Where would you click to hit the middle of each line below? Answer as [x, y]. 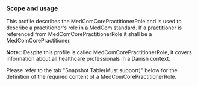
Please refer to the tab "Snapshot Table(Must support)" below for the [92, 70]
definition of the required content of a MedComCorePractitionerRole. [91, 77]
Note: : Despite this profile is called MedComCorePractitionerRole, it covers [99, 52]
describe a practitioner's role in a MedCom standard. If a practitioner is [94, 28]
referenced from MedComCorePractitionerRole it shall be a [79, 34]
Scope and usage [32, 8]
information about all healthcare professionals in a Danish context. [88, 59]
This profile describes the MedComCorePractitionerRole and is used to [94, 22]
